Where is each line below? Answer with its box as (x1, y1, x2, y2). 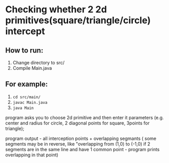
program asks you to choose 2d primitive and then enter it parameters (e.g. (5, 114, 164, 120)
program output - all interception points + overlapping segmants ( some (5, 135, 157, 141)
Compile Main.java (12, 65, 52, 71)
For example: (5, 80, 48, 88)
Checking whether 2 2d (5, 4, 107, 15)
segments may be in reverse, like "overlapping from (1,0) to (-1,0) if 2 (5, 140, 151, 147)
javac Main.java (12, 100, 48, 105)
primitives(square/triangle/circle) (5, 14, 151, 26)
